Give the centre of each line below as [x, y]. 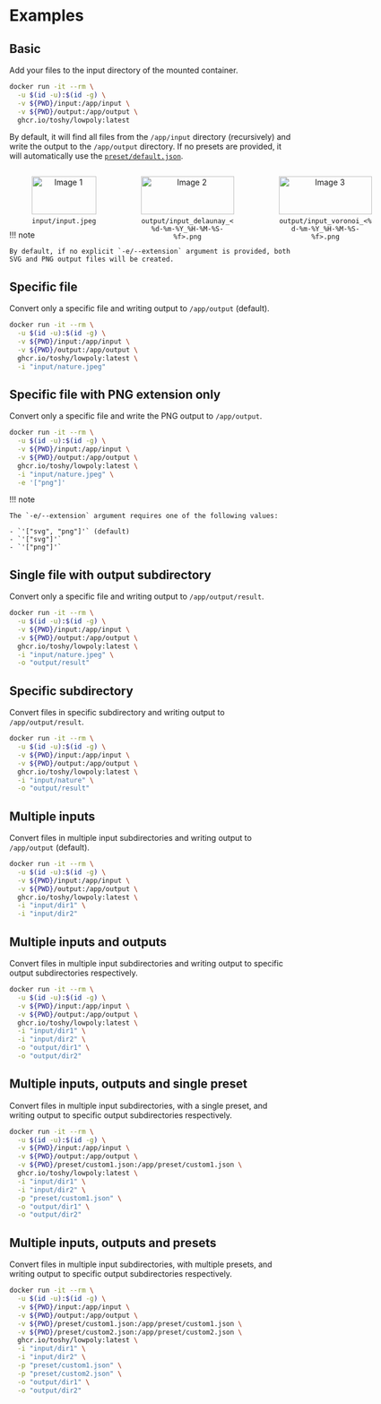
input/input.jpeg [64, 221]
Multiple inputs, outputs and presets [113, 1243]
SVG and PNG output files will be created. [92, 260]
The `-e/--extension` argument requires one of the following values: [144, 516]
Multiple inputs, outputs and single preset [129, 1084]
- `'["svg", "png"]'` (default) [69, 532]
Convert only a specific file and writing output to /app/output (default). [140, 308]
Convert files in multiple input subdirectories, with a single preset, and [139, 1105]
